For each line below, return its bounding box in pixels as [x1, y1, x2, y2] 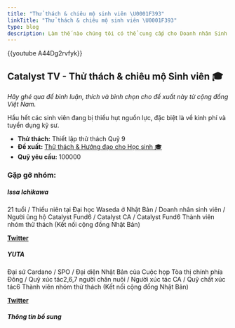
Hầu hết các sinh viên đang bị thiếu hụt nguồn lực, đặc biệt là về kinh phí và [7, 114, 227, 122]
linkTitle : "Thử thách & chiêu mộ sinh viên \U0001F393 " [7, 17, 177, 24]
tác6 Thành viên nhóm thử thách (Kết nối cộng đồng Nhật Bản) [7, 282, 189, 291]
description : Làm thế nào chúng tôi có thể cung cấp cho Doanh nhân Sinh [7, 29, 228, 37]
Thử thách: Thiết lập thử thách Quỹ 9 [17, 135, 126, 143]
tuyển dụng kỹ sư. [7, 121, 60, 130]
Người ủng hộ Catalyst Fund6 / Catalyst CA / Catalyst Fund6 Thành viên [7, 212, 215, 221]
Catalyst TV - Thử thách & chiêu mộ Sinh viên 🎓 [7, 70, 223, 82]
